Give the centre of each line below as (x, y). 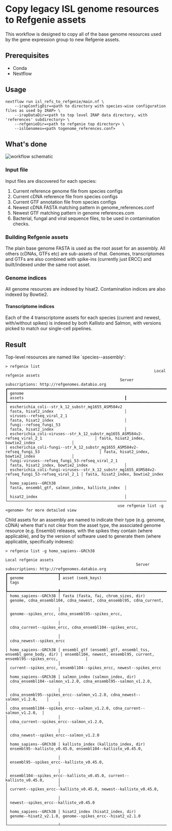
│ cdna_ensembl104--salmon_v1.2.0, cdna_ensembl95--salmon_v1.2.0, (79, 682)
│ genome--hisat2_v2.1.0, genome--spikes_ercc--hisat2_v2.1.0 (73, 816)
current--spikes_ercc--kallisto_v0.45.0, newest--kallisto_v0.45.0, (84, 789)
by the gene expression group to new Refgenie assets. (63, 40)
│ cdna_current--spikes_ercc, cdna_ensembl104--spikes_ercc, (72, 628)
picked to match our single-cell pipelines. (49, 329)
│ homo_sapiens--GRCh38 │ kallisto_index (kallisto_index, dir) (75, 744)
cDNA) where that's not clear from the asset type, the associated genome (83, 525)
